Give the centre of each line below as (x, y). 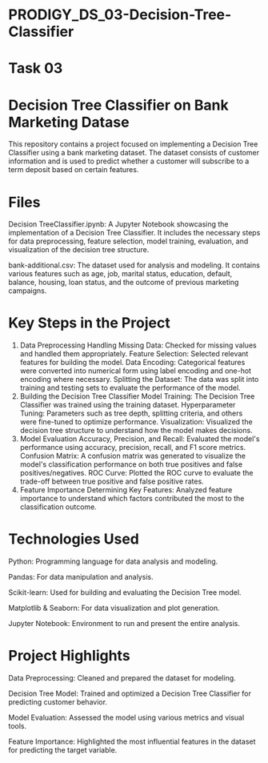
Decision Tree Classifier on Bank (119, 105)
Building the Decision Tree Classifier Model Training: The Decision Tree (137, 396)
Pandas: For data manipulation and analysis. (81, 577)
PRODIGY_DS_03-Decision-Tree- (120, 15)
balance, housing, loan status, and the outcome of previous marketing (124, 283)
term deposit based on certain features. (74, 170)
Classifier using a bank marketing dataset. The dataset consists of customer (134, 153)
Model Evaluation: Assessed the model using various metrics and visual (126, 717)
